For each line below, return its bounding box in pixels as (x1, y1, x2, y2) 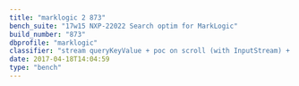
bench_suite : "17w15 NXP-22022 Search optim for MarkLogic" (9, 21, 239, 30)
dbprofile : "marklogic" (9, 38, 98, 47)
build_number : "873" (9, 30, 87, 39)
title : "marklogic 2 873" (9, 13, 106, 22)
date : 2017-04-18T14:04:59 (9, 55, 110, 64)
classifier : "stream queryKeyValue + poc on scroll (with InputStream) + (9, 47, 291, 56)
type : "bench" (9, 64, 63, 73)
